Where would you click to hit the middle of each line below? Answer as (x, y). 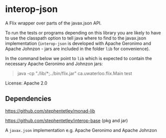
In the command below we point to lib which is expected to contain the (79, 58)
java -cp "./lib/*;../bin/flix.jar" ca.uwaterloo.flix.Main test (75, 73)
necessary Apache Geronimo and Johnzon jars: (54, 63)
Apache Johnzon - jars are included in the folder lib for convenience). (78, 48)
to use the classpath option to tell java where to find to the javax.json (76, 38)
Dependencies (28, 99)
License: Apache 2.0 (26, 83)
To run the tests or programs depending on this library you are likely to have (83, 32)
